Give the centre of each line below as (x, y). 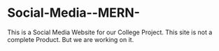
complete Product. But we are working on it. (71, 39)
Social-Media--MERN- (73, 13)
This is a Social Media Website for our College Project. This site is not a (110, 32)
